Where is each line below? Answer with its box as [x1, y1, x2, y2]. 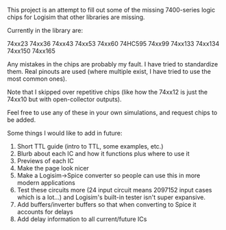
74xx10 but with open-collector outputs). [7, 95, 122, 103]
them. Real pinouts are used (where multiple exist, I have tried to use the [7, 68, 211, 75]
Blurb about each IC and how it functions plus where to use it [16, 150, 190, 157]
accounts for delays [16, 208, 73, 216]
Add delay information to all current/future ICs [16, 215, 147, 223]
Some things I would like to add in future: [7, 129, 123, 137]
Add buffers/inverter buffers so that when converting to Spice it [16, 201, 197, 208]
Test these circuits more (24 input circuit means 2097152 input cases [16, 186, 212, 194]
